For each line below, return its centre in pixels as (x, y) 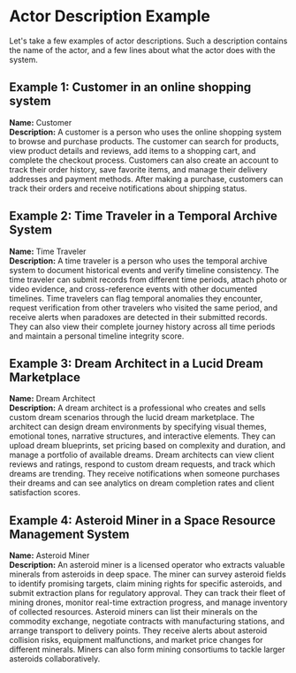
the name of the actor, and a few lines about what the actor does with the (142, 50)
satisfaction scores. (45, 493)
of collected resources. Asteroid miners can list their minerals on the (133, 612)
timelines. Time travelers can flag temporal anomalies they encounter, (136, 298)
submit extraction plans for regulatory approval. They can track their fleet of (148, 593)
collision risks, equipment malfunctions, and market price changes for (136, 640)
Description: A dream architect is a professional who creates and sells (138, 408)
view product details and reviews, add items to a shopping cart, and (133, 150)
